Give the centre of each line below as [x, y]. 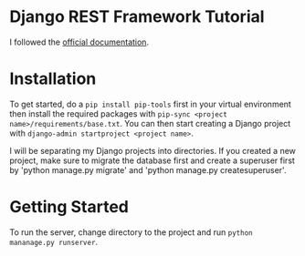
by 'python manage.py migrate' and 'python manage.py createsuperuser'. [148, 169]
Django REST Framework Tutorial [137, 17]
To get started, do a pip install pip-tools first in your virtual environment [151, 104]
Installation [53, 79]
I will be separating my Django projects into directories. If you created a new [153, 150]
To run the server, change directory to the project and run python [131, 232]
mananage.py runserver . [54, 241]
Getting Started [69, 207]
